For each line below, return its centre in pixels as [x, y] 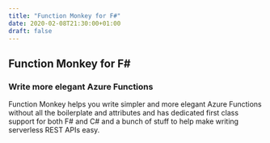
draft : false [30, 31]
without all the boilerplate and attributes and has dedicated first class [124, 113]
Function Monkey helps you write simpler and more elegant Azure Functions [135, 104]
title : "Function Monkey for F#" [65, 16]
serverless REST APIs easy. [54, 130]
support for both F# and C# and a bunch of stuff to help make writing [124, 121]
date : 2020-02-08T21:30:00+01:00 [65, 23]
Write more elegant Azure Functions [81, 86]
